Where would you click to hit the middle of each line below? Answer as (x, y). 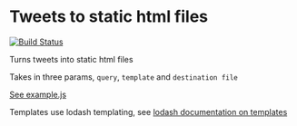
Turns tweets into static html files (71, 59)
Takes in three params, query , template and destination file (124, 77)
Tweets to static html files (109, 17)
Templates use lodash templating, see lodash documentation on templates (148, 111)
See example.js (38, 94)
